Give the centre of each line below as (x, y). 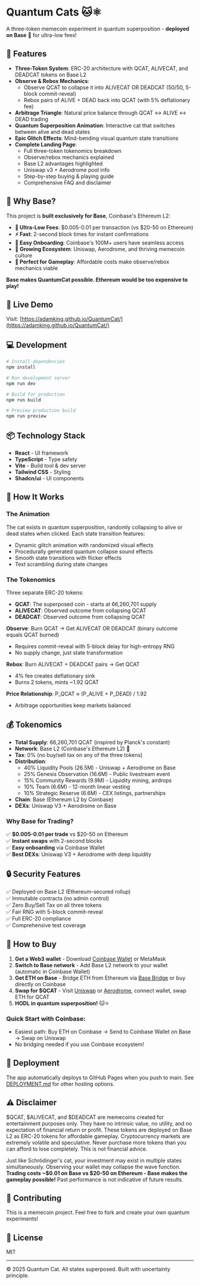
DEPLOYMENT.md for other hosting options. (60, 1084)
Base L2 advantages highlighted (63, 163)
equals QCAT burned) (33, 634)
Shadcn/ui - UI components (49, 478)
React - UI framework (41, 453)
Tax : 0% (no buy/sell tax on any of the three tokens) (79, 755)
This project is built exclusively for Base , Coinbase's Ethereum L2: (88, 216)
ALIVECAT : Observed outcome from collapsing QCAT (81, 610)
